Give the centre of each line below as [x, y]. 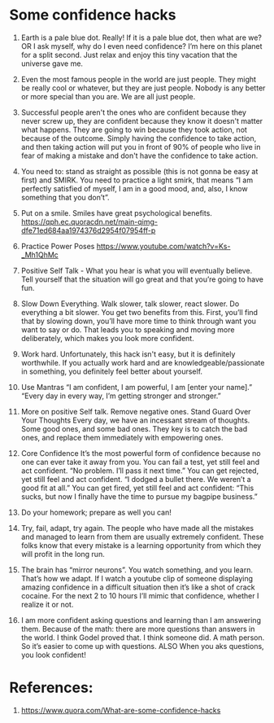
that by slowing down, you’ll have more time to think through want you [139, 321]
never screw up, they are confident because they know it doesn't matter [142, 120]
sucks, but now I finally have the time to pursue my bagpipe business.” [139, 496]
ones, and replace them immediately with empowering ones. [122, 437]
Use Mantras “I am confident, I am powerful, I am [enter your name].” [137, 387]
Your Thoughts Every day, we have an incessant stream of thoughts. [135, 420]
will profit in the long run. [63, 554]
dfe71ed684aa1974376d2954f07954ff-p [88, 230]
